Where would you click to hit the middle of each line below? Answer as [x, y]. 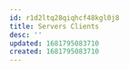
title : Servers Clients [55, 26]
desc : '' [26, 35]
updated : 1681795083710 [55, 43]
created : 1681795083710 [55, 52]
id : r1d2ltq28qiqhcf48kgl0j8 [64, 18]
